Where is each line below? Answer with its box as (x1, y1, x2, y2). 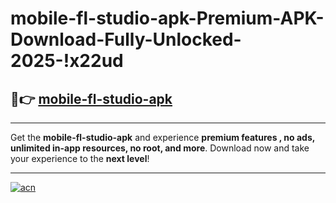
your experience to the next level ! (10, 153, 150, 164)
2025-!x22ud (10, 50, 124, 72)
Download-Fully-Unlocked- (10, 28, 242, 51)
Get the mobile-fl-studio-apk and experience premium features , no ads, (10, 132, 316, 143)
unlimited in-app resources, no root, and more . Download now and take (10, 142, 310, 154)
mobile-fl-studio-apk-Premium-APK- (10, 7, 325, 30)
